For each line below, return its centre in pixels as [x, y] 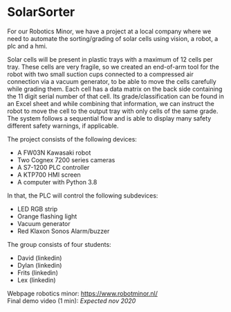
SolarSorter [41, 12]
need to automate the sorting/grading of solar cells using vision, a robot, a [113, 38]
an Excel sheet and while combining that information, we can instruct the [111, 103]
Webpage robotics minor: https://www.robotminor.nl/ [82, 293]
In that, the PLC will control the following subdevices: [83, 196]
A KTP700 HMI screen [49, 175]
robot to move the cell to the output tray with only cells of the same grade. [113, 111]
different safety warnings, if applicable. [63, 125]
